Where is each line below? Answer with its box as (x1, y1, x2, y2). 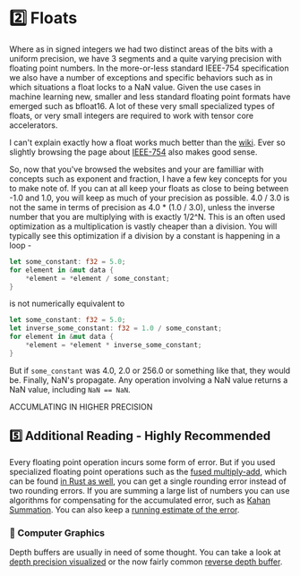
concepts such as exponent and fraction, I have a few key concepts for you (9, 173, 287, 184)
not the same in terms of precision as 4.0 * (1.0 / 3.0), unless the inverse (9, 201, 276, 212)
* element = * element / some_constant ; (25, 274, 170, 283)
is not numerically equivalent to (9, 298, 125, 309)
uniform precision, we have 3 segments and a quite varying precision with (9, 53, 282, 64)
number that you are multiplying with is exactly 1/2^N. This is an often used (9, 211, 286, 222)
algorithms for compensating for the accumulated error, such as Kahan (9, 495, 271, 505)
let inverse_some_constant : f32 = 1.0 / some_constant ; (9, 324, 222, 333)
